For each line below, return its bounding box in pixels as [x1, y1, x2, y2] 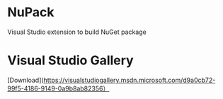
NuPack [7, 4, 55, 21]
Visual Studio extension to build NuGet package [7, 28, 147, 36]
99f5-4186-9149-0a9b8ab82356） [7, 84, 110, 93]
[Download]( [7, 76, 44, 84]
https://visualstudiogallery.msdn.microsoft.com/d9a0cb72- [43, 76, 216, 84]
